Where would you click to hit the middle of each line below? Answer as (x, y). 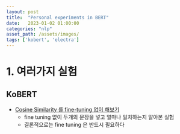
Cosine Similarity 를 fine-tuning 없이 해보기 (67, 110)
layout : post (23, 12)
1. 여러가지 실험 (42, 72)
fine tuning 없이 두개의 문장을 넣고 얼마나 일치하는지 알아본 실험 (99, 117)
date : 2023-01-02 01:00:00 (43, 23)
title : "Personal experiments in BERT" (58, 18)
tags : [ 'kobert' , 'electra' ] (43, 40)
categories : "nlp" (29, 29)
